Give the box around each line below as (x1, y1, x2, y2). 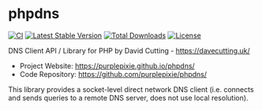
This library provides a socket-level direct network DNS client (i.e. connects (8, 84, 254, 94)
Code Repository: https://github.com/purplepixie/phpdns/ (19, 69, 208, 79)
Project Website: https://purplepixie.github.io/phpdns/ (19, 60, 195, 71)
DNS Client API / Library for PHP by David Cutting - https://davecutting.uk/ (8, 46, 250, 55)
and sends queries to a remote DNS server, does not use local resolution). (8, 93, 249, 102)
